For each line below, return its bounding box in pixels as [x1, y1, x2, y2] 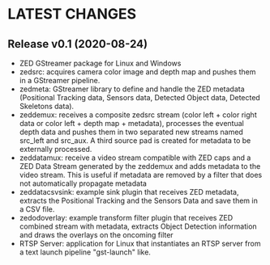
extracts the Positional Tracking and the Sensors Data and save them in [19, 196, 259, 205]
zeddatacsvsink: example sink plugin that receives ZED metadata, [19, 187, 239, 196]
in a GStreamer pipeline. [19, 76, 101, 85]
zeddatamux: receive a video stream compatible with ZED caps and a [19, 153, 251, 162]
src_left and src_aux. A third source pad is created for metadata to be [19, 136, 251, 145]
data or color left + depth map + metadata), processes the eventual [19, 119, 244, 128]
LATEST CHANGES [7, 5, 137, 23]
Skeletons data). [19, 102, 75, 111]
